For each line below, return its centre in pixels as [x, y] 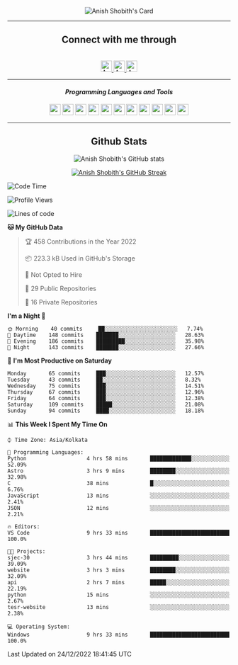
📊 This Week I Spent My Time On [57, 424]
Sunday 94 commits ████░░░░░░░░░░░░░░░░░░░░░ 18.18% [106, 411]
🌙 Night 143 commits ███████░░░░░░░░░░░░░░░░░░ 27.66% [106, 347]
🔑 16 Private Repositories [61, 302]
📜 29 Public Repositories [61, 288]
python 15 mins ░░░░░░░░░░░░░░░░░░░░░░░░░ [119, 595]
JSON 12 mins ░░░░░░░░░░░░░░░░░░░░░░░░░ [119, 508]
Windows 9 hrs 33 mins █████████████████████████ [119, 635]
